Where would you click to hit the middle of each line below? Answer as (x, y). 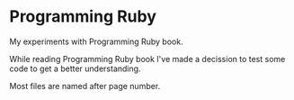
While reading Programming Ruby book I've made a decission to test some (147, 59)
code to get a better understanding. (75, 68)
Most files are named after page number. (85, 86)
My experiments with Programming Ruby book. (96, 41)
